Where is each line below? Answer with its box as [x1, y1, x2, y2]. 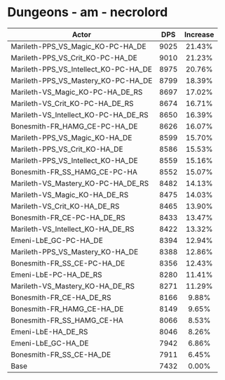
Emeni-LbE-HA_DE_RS [11, 327, 88, 336]
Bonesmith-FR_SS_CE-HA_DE [11, 349, 111, 359]
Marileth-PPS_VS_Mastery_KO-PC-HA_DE [11, 75, 153, 85]
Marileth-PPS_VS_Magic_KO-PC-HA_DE [11, 41, 146, 51]
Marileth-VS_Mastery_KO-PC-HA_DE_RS [11, 178, 149, 188]
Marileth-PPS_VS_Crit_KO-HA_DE [11, 144, 124, 154]
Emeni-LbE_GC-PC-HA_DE [11, 235, 103, 245]
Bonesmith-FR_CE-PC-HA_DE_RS [11, 212, 125, 222]
